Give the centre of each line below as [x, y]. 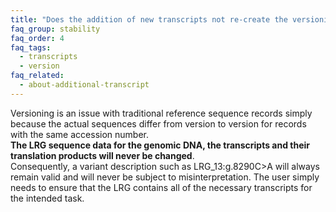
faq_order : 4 [37, 38]
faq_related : [37, 76]
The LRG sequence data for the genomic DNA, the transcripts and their [160, 145]
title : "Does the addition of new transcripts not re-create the [149, 19]
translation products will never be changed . [102, 155]
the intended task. [47, 198]
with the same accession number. [79, 134]
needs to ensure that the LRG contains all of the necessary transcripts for [161, 187]
